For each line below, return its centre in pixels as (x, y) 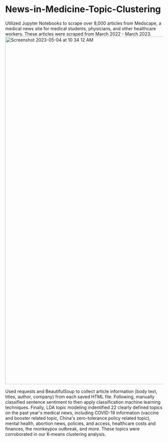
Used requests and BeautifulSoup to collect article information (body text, (81, 391)
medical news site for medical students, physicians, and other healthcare (81, 28)
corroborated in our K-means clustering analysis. (56, 434)
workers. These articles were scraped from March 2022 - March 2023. (78, 34)
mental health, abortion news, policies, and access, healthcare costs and (80, 423)
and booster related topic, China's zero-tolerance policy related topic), (78, 418)
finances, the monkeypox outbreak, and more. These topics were (72, 428)
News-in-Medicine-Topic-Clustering (83, 9)
